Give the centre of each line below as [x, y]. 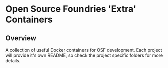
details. [13, 61]
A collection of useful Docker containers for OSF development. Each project [84, 50]
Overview [21, 38]
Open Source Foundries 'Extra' [71, 9]
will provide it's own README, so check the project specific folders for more [84, 55]
